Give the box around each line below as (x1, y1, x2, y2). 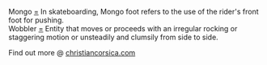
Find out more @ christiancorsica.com (8, 48, 136, 57)
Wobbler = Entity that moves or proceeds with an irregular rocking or (8, 24, 238, 33)
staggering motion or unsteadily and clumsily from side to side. (8, 32, 218, 42)
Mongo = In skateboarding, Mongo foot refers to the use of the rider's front (8, 7, 259, 16)
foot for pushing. (8, 15, 65, 25)
